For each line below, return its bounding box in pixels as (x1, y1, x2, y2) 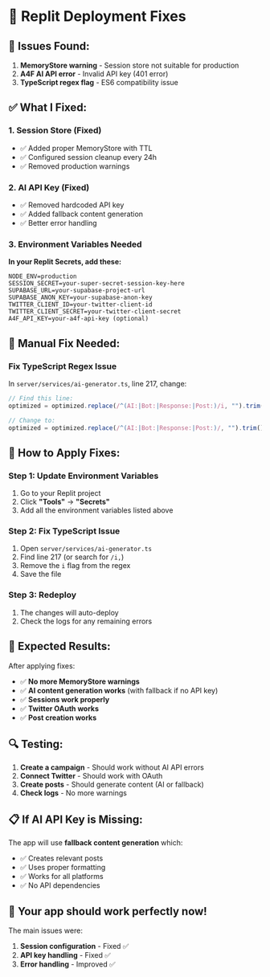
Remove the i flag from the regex (19, 561, 131, 570)
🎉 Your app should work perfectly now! (8, 904, 207, 918)
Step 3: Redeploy (8, 590, 77, 601)
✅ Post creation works (19, 713, 97, 722)
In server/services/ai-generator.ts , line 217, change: (8, 378, 187, 388)
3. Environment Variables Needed (8, 239, 142, 250)
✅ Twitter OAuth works (19, 703, 99, 713)
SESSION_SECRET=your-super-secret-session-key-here (8, 280, 185, 288)
